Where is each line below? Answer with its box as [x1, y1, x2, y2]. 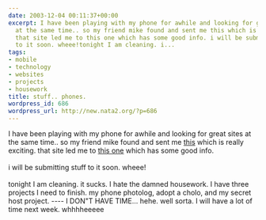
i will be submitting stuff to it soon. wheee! [8, 163, 146, 172]
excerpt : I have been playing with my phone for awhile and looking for [8, 19, 253, 27]
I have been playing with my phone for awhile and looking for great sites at [8, 129, 252, 138]
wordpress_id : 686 [8, 100, 69, 108]
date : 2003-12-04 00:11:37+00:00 [8, 11, 119, 20]
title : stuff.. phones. [8, 93, 87, 101]
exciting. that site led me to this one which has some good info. [8, 146, 215, 155]
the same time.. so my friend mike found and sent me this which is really [8, 138, 244, 146]
